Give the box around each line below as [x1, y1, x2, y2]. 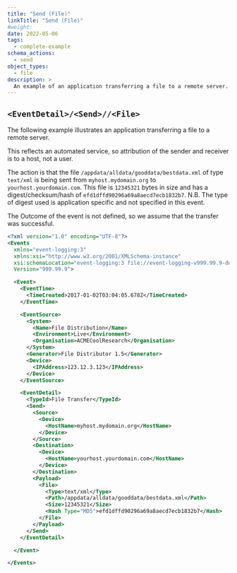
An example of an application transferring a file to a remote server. [13, 83, 229, 90]
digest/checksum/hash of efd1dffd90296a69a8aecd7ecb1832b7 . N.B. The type [7, 191, 228, 199]
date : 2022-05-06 [7, 30, 59, 37]
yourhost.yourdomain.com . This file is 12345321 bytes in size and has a [7, 183, 208, 191]
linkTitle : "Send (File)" [7, 17, 83, 24]
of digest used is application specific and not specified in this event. [7, 199, 205, 207]
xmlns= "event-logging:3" [13, 246, 87, 253]
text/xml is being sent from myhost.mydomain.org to [7, 176, 157, 184]
